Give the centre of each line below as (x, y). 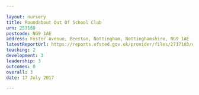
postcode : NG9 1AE (29, 33)
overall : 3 (20, 72)
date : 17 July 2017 (30, 78)
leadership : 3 (24, 61)
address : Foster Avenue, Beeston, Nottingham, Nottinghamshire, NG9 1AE (98, 39)
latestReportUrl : (28, 45)
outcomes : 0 (21, 66)
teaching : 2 (21, 50)
